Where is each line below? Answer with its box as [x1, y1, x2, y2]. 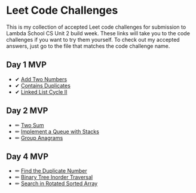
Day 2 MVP [6, 106, 48, 116]
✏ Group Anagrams [14, 134, 63, 141]
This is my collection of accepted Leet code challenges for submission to [6, 23, 186, 30]
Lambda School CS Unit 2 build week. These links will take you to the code [6, 29, 190, 36]
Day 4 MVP [6, 151, 49, 161]
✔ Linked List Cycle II [14, 88, 68, 96]
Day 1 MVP [6, 60, 47, 70]
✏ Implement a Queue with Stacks [14, 128, 100, 135]
